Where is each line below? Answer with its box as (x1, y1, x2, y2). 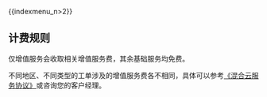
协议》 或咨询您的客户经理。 (14, 80, 106, 90)
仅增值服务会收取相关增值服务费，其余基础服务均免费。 (8, 54, 189, 63)
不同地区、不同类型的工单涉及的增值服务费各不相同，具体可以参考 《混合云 (8, 70, 252, 80)
